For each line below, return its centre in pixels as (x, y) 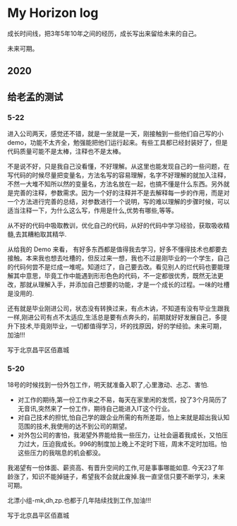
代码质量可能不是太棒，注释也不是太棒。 (66, 151)
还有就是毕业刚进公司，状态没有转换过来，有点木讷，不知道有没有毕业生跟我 (119, 309)
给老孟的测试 (35, 97)
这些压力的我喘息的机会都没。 (61, 453)
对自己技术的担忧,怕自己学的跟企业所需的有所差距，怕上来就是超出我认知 (123, 417)
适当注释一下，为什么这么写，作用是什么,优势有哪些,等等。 (93, 210)
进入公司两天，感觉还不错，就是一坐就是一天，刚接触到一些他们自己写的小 (115, 134)
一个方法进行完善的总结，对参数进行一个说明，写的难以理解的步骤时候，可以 (119, 202)
